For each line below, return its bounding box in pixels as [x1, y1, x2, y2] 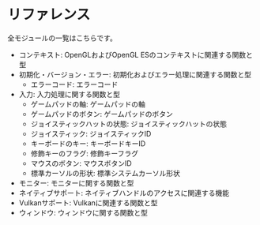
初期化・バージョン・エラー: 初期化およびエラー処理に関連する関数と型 [18, 69, 252, 79]
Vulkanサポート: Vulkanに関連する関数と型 [18, 197, 159, 208]
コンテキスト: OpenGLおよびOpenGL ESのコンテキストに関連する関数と [18, 50, 254, 59]
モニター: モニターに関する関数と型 [18, 178, 134, 188]
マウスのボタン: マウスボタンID [30, 158, 132, 168]
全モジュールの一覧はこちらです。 [7, 33, 118, 43]
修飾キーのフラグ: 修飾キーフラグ [30, 148, 139, 158]
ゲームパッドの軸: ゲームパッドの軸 [30, 99, 145, 109]
